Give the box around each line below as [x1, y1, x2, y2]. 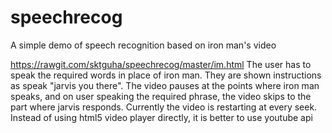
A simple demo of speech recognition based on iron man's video [10, 39, 277, 51]
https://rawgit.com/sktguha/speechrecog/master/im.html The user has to [10, 58, 312, 70]
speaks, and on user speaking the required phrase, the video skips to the [10, 90, 312, 102]
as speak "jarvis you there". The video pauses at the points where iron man [10, 79, 320, 91]
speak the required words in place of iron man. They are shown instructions [10, 69, 322, 81]
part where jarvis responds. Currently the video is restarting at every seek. [10, 101, 318, 113]
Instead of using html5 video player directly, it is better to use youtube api [10, 111, 313, 123]
